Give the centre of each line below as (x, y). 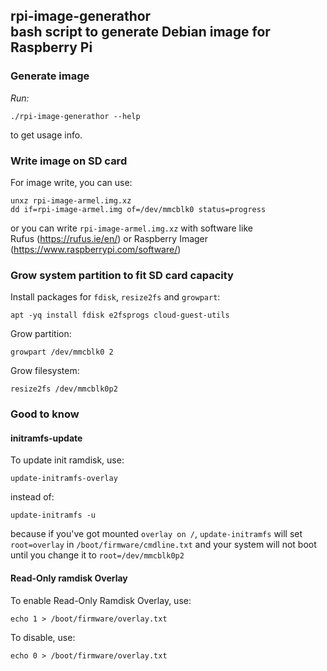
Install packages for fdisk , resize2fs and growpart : (115, 297)
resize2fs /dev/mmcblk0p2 (64, 389)
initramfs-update (46, 438)
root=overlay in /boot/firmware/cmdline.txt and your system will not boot (163, 545)
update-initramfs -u (53, 515)
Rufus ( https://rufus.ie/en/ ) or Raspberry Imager (109, 238)
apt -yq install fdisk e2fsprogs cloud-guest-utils (120, 315)
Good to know (45, 414)
